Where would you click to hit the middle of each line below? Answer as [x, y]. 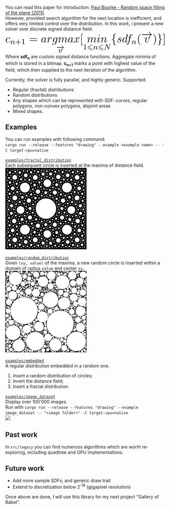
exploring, [16, 453]
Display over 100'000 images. [36, 402]
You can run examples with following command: [55, 139]
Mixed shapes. [28, 111]
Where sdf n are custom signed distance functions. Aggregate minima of [81, 57]
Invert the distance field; [38, 381]
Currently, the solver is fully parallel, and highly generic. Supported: [76, 80]
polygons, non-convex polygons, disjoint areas [61, 106]
